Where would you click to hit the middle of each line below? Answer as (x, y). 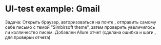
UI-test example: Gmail (52, 9)
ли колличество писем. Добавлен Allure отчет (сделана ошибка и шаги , (80, 32)
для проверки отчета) (28, 37)
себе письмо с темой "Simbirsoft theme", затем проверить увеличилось (80, 27)
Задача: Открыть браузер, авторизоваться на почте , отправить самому (81, 22)
